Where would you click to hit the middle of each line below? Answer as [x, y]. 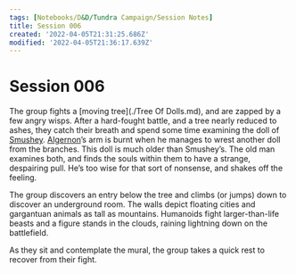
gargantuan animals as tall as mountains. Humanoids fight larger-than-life [144, 214]
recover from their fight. [53, 260]
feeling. [23, 178]
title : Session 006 [45, 26]
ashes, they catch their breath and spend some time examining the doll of [144, 130]
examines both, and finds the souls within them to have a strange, [130, 159]
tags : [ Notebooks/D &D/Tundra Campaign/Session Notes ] [111, 17]
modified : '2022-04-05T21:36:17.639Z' [81, 42]
